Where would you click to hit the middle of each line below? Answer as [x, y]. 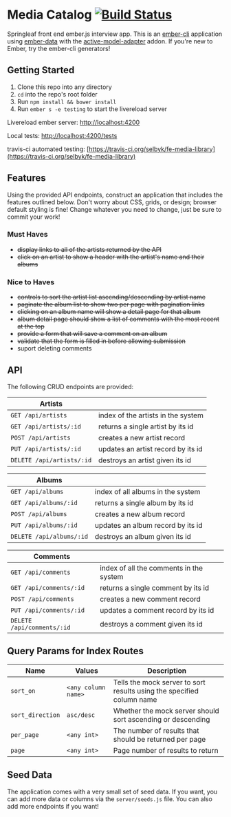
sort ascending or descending [162, 719]
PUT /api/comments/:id [47, 610]
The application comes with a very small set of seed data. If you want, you [112, 791]
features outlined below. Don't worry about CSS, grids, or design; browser [112, 202]
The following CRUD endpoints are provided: [70, 386]
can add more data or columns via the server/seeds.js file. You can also [110, 799]
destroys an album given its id [143, 536]
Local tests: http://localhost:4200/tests [62, 135]
